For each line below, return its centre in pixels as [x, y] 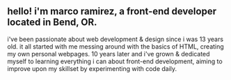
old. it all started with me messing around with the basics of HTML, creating [115, 46]
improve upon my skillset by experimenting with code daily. [92, 68]
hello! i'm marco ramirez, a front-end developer [112, 11]
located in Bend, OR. [52, 23]
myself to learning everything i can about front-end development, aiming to [115, 61]
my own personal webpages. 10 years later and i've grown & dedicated [109, 54]
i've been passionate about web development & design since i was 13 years [115, 39]
